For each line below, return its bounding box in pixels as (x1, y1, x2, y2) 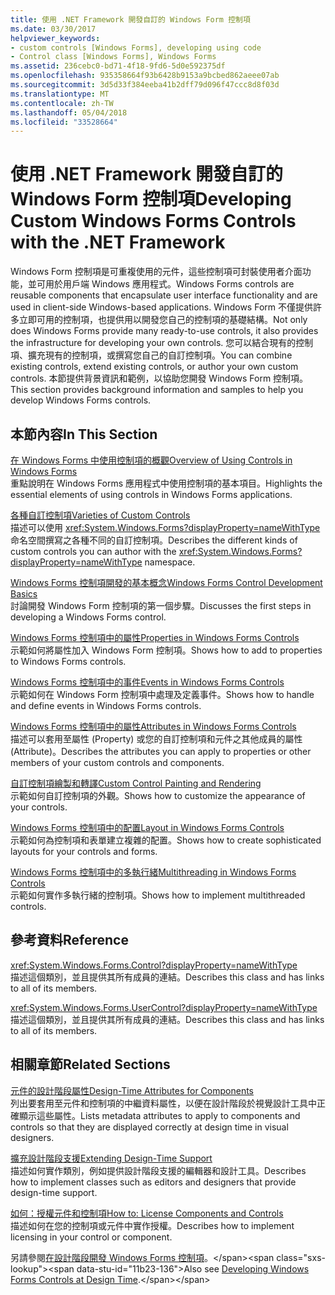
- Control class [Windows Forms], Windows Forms (10, 52, 217, 62)
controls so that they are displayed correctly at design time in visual (10, 1121, 289, 1133)
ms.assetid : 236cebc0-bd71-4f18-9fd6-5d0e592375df (10, 61, 226, 71)
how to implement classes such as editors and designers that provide (10, 1176, 297, 1188)
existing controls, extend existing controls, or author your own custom (10, 361, 299, 373)
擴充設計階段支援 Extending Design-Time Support (10, 1152, 213, 1164)
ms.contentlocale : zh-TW (10, 98, 114, 108)
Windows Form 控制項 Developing (10, 188, 292, 211)
